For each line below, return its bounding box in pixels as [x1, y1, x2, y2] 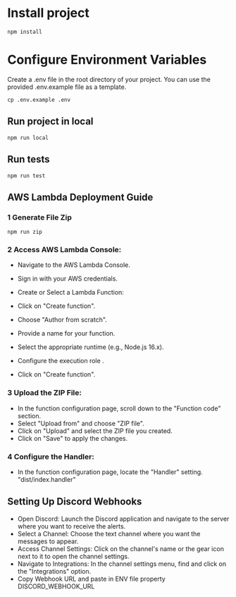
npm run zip [7, 228, 42, 236]
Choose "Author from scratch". [17, 316, 107, 324]
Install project [7, 5, 89, 21]
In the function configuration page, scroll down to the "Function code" [17, 404, 221, 413]
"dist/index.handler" [17, 475, 76, 484]
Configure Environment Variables [7, 52, 207, 68]
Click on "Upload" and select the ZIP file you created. [17, 426, 173, 435]
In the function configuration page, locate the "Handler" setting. [17, 468, 203, 476]
